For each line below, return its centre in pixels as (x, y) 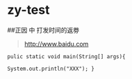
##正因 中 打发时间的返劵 (43, 30)
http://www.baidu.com (56, 44)
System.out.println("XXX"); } (51, 69)
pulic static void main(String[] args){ (67, 56)
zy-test (28, 10)
